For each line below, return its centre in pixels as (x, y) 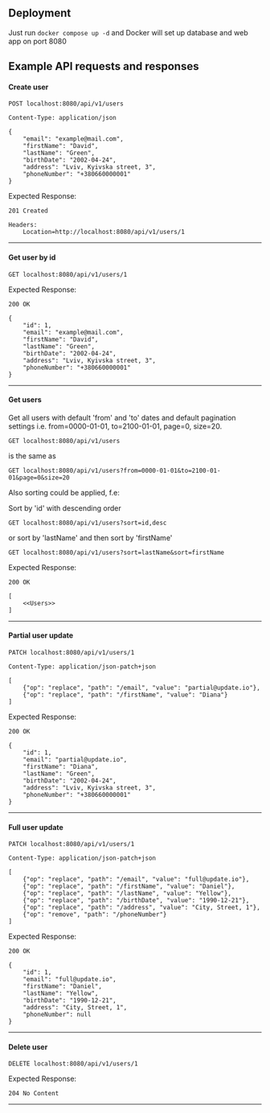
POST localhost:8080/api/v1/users (66, 104)
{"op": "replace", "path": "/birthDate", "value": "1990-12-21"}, (136, 901)
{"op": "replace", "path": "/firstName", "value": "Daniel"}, (129, 887)
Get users (25, 400)
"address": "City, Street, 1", (75, 1008)
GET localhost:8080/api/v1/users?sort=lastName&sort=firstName (117, 552)
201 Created (28, 211)
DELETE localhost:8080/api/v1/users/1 (73, 1064)
